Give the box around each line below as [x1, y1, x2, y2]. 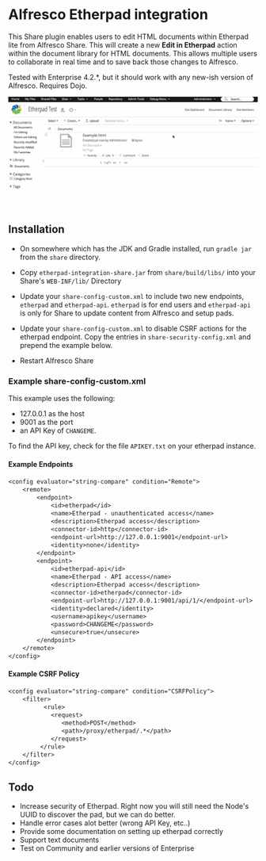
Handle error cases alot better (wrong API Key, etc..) [19, 818, 191, 828]
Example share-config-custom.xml [8, 375, 146, 386]
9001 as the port [19, 418, 74, 427]
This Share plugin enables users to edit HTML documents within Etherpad [8, 32, 249, 41]
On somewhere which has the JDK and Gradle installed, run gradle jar [19, 243, 252, 253]
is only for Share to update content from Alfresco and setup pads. [19, 308, 234, 318]
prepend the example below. [19, 340, 113, 350]
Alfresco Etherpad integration [8, 6, 208, 24]
